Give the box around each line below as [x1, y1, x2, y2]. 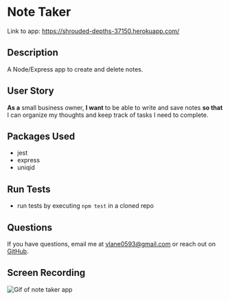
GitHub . [7, 247, 29, 255]
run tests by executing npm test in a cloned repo [16, 202, 154, 210]
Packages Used [7, 130, 76, 142]
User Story [7, 85, 54, 97]
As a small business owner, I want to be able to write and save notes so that [7, 103, 223, 111]
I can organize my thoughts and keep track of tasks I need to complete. [7, 111, 209, 119]
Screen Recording [7, 267, 86, 279]
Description [7, 47, 58, 58]
